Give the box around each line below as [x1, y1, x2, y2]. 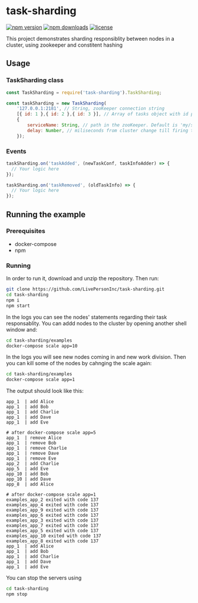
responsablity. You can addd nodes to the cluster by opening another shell [6, 320, 187, 327]
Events [6, 147, 27, 155]
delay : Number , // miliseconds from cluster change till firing [27, 127, 189, 133]
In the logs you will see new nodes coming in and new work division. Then [6, 353, 187, 361]
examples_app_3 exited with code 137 [6, 517, 99, 523]
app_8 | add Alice [6, 481, 54, 487]
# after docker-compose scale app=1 [6, 491, 96, 498]
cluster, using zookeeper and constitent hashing [6, 41, 123, 48]
